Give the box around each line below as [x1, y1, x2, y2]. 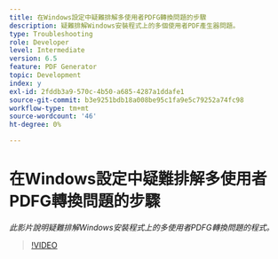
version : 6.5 [9, 54, 58, 63]
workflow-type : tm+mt [9, 104, 90, 113]
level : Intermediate [9, 46, 86, 55]
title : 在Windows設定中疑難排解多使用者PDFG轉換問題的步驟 [9, 12, 207, 22]
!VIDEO [30, 239, 58, 250]
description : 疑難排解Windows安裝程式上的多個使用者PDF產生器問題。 [9, 21, 240, 30]
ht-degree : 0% [9, 121, 62, 129]
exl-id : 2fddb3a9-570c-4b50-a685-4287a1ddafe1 [9, 87, 185, 96]
